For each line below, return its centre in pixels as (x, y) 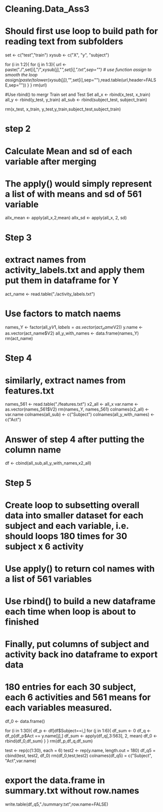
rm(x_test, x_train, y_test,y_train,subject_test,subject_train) (63, 109)
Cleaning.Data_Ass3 (47, 9)
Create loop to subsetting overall (72, 505)
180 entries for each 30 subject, (71, 687)
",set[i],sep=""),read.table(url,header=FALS (113, 80)
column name (33, 450)
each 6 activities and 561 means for (78, 697)
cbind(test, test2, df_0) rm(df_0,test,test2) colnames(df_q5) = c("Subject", (79, 756)
